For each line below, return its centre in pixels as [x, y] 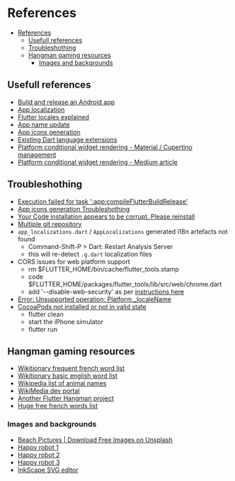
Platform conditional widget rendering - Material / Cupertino [105, 147]
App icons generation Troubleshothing [74, 209]
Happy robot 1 [38, 447]
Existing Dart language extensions [67, 139]
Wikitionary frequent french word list [71, 369]
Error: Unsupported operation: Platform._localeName [94, 299]
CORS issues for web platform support [74, 261]
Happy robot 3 [39, 462]
